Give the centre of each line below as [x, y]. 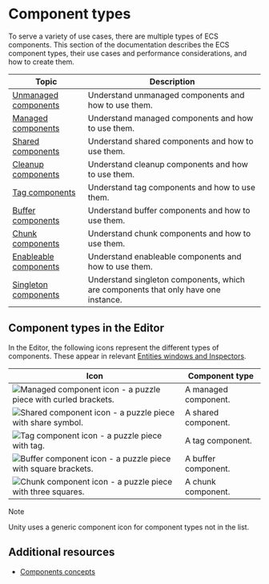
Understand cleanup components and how [168, 164]
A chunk [200, 481]
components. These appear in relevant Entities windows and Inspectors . [127, 356]
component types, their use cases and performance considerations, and [127, 53]
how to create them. [41, 62]
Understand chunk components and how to [169, 233]
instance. [105, 299]
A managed [206, 389]
